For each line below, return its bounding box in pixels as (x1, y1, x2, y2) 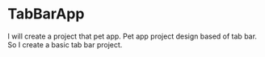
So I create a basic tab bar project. (7, 39, 123, 49)
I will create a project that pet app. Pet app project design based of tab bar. (7, 31, 258, 41)
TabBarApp (7, 5, 85, 23)
